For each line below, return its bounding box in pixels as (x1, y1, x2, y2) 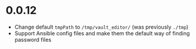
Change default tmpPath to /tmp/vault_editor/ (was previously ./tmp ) (14, 23, 189, 30)
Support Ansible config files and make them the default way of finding (14, 29, 191, 36)
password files (14, 36, 52, 43)
